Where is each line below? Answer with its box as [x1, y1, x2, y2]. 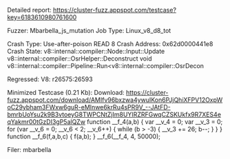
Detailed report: [7, 6, 52, 14]
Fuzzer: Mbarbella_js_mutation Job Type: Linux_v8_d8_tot [7, 27, 171, 34]
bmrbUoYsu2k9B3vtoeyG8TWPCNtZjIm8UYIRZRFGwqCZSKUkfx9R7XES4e [7, 110, 222, 118]
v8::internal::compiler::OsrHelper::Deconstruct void [7, 54, 152, 63]
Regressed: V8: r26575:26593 [7, 75, 93, 83]
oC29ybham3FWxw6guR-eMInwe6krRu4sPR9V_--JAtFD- [7, 103, 171, 111]
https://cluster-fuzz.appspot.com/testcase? [52, 6, 177, 14]
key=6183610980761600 [7, 13, 77, 21]
